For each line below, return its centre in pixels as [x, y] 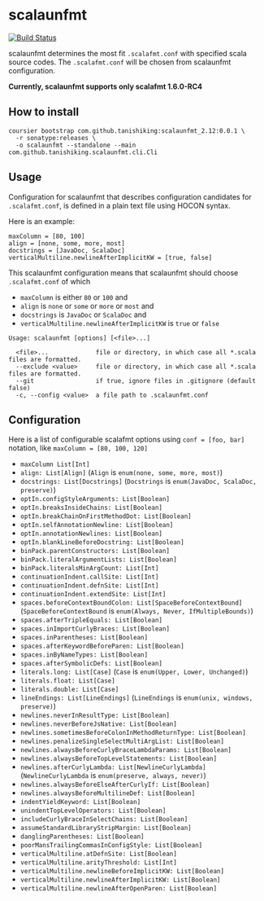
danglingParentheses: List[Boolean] [82, 837]
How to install [44, 112]
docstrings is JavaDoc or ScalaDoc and [83, 314]
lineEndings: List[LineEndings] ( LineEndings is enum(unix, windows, [136, 697]
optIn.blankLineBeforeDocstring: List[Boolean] [102, 543]
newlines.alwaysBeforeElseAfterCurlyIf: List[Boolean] [115, 785]
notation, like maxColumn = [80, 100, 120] [78, 448]
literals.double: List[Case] [69, 690]
